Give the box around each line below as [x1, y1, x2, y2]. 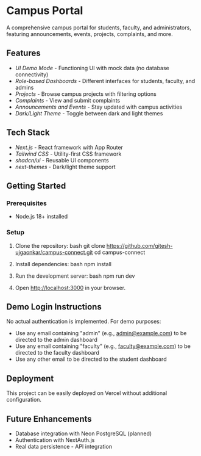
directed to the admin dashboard [15, 336, 97, 344]
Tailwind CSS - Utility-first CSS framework [15, 150, 122, 157]
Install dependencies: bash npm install [15, 260, 111, 267]
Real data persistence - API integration [15, 443, 113, 450]
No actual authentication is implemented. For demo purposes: [6, 318, 161, 325]
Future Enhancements [6, 413, 93, 424]
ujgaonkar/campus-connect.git [15, 248, 93, 256]
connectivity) [15, 71, 49, 78]
